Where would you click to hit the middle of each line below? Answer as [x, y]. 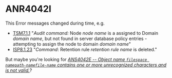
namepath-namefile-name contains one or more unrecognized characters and [86, 65]
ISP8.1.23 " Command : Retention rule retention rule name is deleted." [85, 49]
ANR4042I [28, 9]
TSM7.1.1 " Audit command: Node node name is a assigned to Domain [85, 33]
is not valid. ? [19, 70]
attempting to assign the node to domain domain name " [72, 44]
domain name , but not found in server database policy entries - [80, 38]
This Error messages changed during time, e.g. [55, 23]
